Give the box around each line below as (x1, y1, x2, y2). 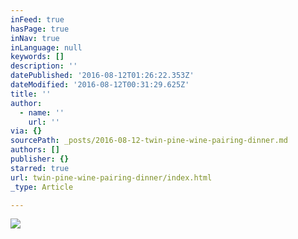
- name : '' (19, 107, 65, 118)
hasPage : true (10, 24, 70, 34)
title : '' (10, 89, 52, 99)
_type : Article (10, 182, 74, 192)
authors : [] (10, 145, 60, 155)
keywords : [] (10, 52, 65, 62)
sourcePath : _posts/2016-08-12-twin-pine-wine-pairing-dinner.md (10, 136, 288, 146)
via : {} (10, 126, 43, 136)
